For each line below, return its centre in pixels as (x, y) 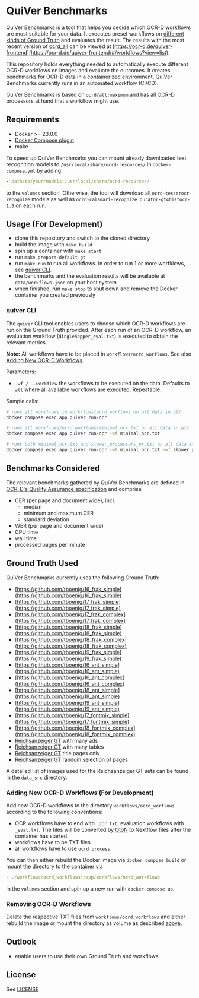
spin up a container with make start (58, 251)
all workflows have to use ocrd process (62, 848)
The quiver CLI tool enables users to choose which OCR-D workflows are (96, 323)
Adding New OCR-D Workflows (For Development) (80, 793)
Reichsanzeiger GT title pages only (57, 753)
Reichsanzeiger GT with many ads (56, 740)
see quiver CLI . (33, 270)
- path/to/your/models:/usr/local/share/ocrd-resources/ (78, 181)
